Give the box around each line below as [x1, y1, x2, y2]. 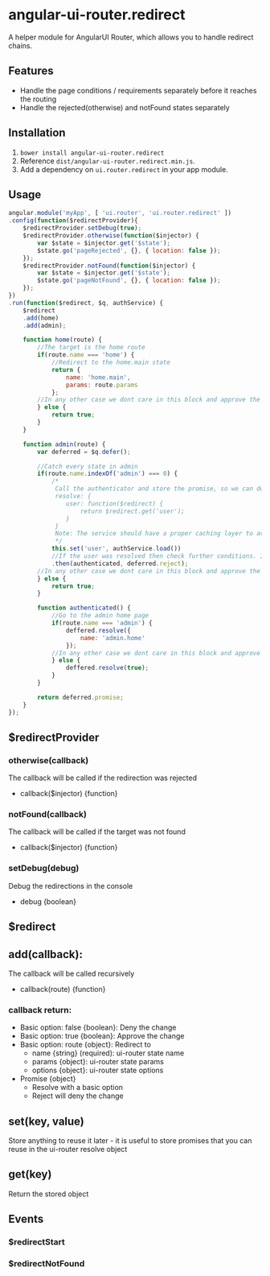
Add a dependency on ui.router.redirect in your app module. [19, 164, 229, 174]
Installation [8, 126, 66, 140]
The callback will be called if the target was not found [8, 827, 186, 836]
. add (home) [22, 314, 59, 322]
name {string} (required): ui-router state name [31, 1048, 185, 1058]
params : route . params [65, 381, 138, 389]
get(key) [8, 1167, 52, 1181]
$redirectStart [8, 1237, 66, 1248]
